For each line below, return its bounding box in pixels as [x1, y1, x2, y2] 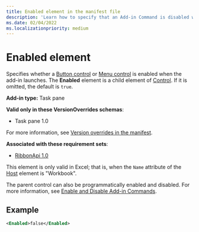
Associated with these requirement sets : [6, 141, 108, 148]
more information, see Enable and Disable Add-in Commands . [6, 187, 157, 195]
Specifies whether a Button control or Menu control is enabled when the [6, 71, 182, 78]
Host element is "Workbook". [6, 170, 77, 177]
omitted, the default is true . [6, 83, 73, 90]
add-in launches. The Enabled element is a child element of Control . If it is [6, 77, 188, 84]
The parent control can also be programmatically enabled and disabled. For [6, 182, 190, 189]
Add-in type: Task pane [6, 94, 65, 101]
